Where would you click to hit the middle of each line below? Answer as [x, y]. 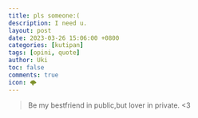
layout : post [30, 30]
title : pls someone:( [44, 16]
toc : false [26, 68]
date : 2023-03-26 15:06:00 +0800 [64, 38]
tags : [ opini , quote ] [44, 53]
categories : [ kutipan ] [46, 45]
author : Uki [28, 61]
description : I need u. [48, 23]
